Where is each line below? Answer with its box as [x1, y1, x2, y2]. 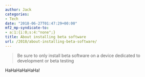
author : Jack [5, 7, 32, 12]
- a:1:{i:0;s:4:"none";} [5, 30, 56, 35]
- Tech [5, 16, 19, 21]
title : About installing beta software [5, 35, 86, 40]
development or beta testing [17, 57, 74, 64]
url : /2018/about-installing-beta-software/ [5, 39, 97, 44]
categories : [5, 12, 29, 17]
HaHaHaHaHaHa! [5, 67, 40, 73]
